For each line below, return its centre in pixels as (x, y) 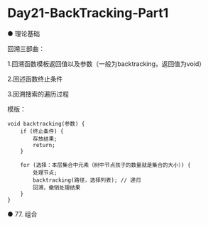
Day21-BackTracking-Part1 (88, 13)
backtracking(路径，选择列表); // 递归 (87, 180)
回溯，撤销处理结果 (57, 187)
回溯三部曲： (26, 48)
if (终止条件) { (42, 131)
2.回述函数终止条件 (35, 79)
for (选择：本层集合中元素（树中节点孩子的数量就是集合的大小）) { (105, 165)
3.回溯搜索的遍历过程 (38, 94)
